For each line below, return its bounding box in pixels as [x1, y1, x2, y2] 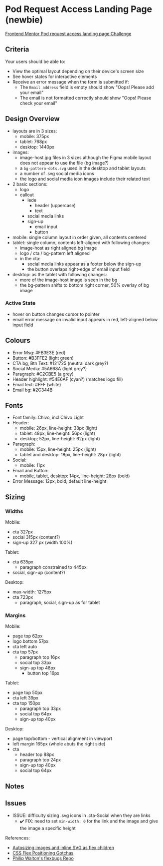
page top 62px [12, 633, 43, 639]
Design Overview [5, 115, 60, 123]
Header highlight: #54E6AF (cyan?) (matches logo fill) [12, 376, 123, 382]
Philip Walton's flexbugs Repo [12, 855, 74, 861]
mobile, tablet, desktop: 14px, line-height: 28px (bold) [19, 473, 130, 479]
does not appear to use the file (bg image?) [19, 160, 109, 166]
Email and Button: [12, 468, 49, 474]
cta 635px [12, 559, 33, 565]
